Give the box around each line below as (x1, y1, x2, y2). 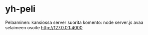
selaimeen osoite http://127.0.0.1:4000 (5, 24, 83, 30)
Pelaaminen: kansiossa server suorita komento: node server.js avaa (5, 19, 144, 25)
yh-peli (5, 3, 36, 15)
